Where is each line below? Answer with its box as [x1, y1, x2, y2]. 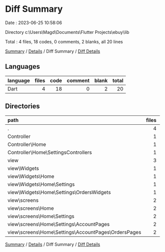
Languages [5, 62, 40, 71]
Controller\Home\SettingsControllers [7, 149, 92, 156]
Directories [5, 102, 40, 111]
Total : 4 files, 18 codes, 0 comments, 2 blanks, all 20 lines [5, 38, 123, 45]
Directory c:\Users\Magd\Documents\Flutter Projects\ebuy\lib [5, 29, 129, 35]
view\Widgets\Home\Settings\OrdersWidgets [7, 189, 111, 196]
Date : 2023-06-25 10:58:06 [5, 20, 62, 26]
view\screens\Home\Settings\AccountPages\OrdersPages [7, 228, 141, 235]
